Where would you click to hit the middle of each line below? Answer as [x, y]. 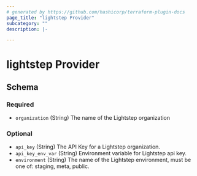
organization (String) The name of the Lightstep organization [93, 118]
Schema [22, 87]
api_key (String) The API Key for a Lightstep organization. [88, 147]
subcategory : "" [27, 23]
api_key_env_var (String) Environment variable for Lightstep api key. [101, 153]
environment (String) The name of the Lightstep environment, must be [103, 160]
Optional [19, 134]
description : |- [27, 29]
